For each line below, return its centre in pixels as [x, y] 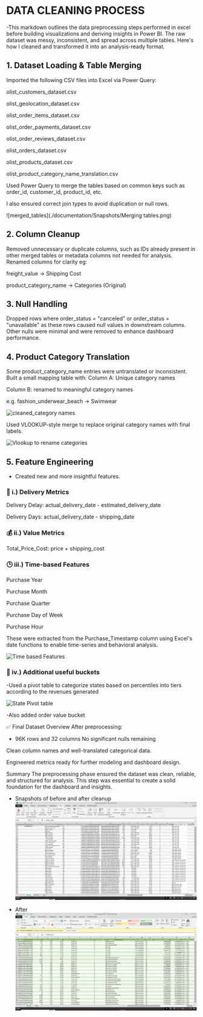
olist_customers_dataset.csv [41, 92]
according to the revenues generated [52, 692]
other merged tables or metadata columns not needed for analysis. [89, 255]
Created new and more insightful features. [68, 476]
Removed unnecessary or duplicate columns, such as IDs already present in [101, 249]
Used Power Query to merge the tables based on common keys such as [96, 186]
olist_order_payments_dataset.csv [49, 127]
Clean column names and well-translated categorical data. [79, 751]
